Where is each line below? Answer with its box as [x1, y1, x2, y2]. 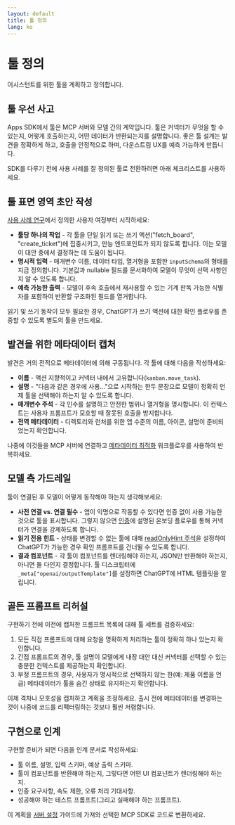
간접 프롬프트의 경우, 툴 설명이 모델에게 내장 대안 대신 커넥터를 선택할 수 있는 [17, 653, 227, 661]
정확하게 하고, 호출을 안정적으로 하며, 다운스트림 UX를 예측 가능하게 [20, 141, 205, 149]
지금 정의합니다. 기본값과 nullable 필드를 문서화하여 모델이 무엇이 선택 [17, 265, 209, 274]
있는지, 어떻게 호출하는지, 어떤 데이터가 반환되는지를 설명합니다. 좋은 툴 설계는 [7, 132, 221, 141]
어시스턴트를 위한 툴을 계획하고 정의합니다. [7, 80, 124, 89]
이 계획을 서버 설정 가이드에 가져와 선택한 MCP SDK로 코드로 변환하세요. [7, 810, 206, 819]
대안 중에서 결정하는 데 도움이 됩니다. [25, 248, 126, 257]
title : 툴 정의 [7, 17, 48, 24]
